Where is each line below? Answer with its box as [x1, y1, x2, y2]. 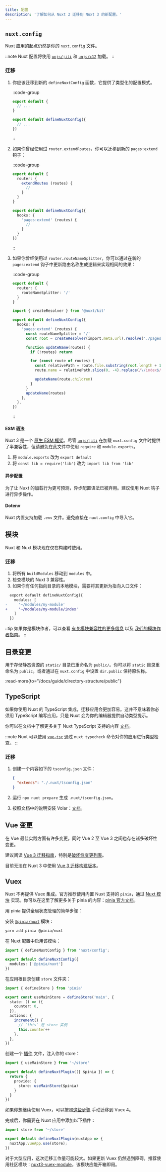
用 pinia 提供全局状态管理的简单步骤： [5, 908, 83, 914]
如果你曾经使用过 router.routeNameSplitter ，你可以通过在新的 [12, 255, 141, 261]
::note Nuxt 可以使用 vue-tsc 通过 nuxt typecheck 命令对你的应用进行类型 [5, 733, 155, 739]
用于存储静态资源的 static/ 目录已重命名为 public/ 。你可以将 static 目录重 [5, 662, 160, 668]
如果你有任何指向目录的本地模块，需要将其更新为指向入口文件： [12, 583, 143, 588]
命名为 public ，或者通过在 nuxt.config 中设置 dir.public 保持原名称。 [5, 668, 150, 674]
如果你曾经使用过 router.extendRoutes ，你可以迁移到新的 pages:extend [12, 145, 158, 152]
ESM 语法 [5, 425, 25, 431]
